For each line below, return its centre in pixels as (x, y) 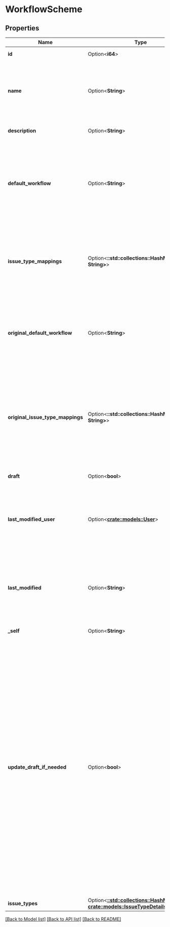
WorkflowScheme (44, 9)
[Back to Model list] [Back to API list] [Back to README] (63, 919)
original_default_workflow (40, 333)
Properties (22, 28)
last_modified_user (31, 519)
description (22, 131)
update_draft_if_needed (37, 767)
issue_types (23, 903)
